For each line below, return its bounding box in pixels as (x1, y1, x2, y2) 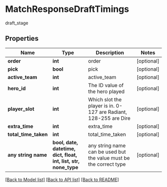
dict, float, (52, 151, 77, 158)
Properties (5, 34, 39, 43)
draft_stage (5, 20, 29, 26)
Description (95, 49, 124, 56)
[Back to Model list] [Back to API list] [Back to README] (5, 177, 119, 183)
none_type (52, 164, 79, 171)
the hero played (88, 88, 125, 95)
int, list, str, (52, 158, 80, 165)
